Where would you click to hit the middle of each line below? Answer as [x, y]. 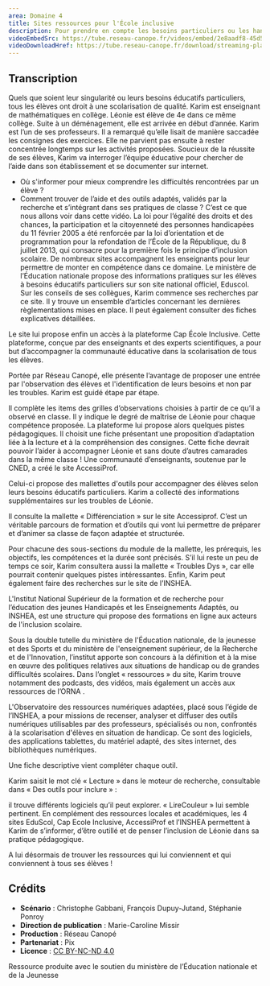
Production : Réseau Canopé [68, 934]
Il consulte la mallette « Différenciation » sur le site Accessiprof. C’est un [128, 516]
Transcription [43, 78]
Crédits [27, 889]
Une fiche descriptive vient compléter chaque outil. [93, 765]
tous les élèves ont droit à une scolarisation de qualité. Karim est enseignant [135, 106]
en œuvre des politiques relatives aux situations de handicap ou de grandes [134, 666]
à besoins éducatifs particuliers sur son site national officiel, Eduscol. [135, 284]
